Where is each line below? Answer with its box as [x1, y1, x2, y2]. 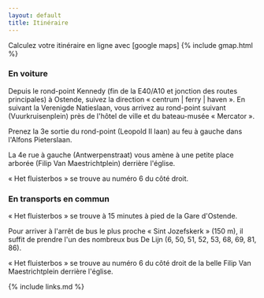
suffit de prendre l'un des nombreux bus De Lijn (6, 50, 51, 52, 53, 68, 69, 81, [8, 235, 257, 245]
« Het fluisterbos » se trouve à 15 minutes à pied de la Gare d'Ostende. [8, 212, 238, 221]
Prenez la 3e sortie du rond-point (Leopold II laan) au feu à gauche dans [8, 127, 243, 136]
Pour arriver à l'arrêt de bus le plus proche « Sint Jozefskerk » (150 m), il [8, 226, 244, 236]
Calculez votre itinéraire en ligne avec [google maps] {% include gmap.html [8, 40, 254, 50]
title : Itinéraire [8, 19, 69, 27]
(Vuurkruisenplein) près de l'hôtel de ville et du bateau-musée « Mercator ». [8, 111, 255, 120]
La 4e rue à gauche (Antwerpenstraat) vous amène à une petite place [8, 150, 234, 160]
